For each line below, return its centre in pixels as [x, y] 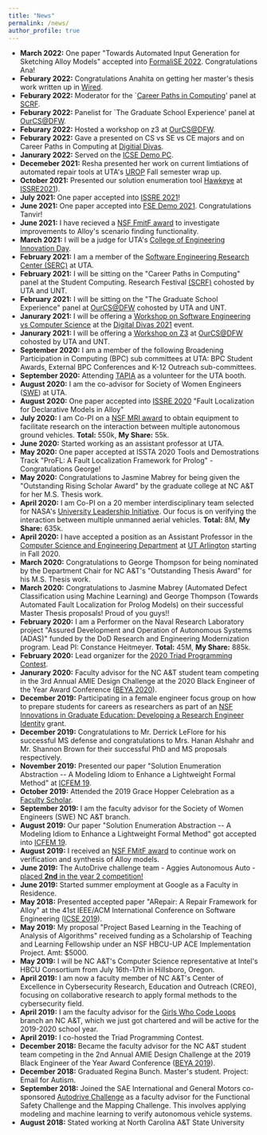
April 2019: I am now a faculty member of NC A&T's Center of [122, 978]
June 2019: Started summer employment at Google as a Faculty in [129, 885]
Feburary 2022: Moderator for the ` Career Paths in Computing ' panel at [138, 96]
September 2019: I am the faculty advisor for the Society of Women [132, 808]
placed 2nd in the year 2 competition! [81, 876]
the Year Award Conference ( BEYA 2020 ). [88, 690]
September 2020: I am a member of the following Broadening [122, 350]
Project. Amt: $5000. [54, 953]
